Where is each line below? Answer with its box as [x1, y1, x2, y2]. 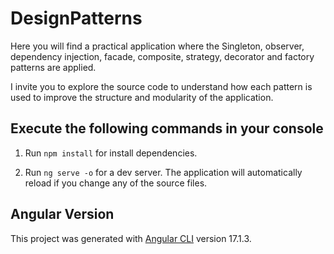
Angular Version [10, 206, 115, 223]
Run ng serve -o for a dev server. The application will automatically [24, 166, 303, 178]
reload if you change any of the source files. [24, 177, 208, 189]
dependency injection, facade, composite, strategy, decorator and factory [10, 50, 315, 62]
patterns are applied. [10, 61, 97, 73]
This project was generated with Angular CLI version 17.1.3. [10, 232, 252, 244]
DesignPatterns [10, 7, 143, 30]
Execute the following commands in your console [10, 120, 324, 137]
